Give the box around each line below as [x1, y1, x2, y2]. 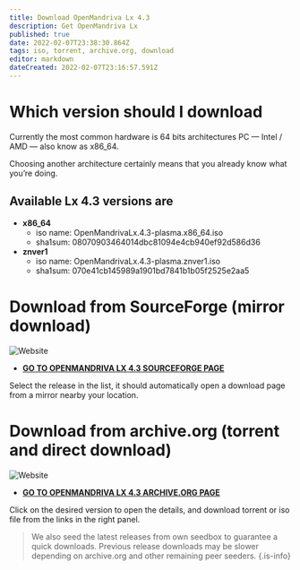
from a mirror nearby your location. [9, 389, 139, 400]
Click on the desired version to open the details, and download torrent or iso [9, 504, 290, 515]
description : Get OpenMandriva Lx [9, 22, 139, 30]
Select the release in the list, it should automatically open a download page [9, 380, 286, 391]
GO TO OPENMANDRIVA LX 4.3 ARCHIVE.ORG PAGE [21, 487, 221, 497]
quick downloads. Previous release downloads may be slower [30, 540, 260, 551]
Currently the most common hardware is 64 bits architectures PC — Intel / [9, 131, 283, 142]
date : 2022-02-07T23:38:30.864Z [9, 38, 130, 47]
